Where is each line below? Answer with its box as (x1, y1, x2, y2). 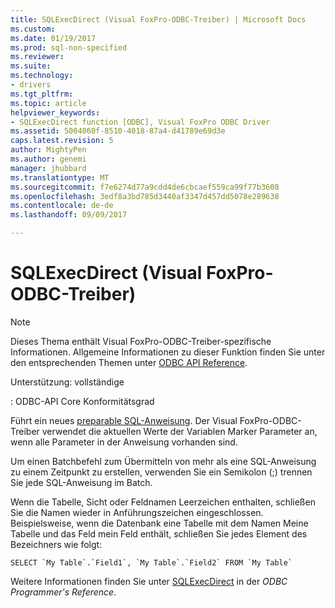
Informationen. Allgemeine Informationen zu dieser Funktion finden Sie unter (10, 346, 326, 358)
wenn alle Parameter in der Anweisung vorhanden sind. (10, 436, 238, 448)
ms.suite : (10, 61, 52, 71)
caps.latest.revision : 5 (10, 136, 114, 146)
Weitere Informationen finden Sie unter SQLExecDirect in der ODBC (10, 575, 288, 587)
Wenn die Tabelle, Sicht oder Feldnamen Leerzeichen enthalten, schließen (10, 496, 316, 508)
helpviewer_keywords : (10, 107, 101, 118)
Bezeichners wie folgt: (10, 538, 103, 550)
